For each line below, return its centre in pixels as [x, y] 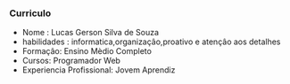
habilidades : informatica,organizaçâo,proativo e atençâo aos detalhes [151, 42]
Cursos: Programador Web [71, 61]
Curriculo [30, 13]
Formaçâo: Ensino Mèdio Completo [87, 51]
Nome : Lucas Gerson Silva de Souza [90, 33]
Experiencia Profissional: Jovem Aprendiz [99, 70]
